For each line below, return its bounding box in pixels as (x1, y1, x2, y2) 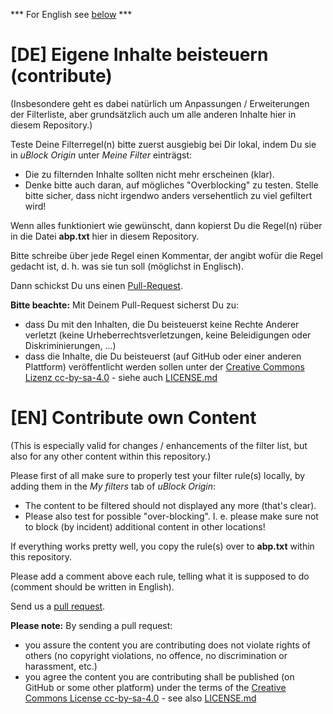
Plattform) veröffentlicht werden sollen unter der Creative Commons (24, 360, 305, 373)
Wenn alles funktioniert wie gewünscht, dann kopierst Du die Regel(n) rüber (10, 219, 323, 231)
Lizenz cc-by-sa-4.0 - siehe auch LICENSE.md (24, 371, 218, 383)
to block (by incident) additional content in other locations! (24, 520, 266, 533)
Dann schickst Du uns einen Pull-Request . (10, 279, 183, 291)
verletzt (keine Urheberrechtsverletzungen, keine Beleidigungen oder (24, 329, 312, 341)
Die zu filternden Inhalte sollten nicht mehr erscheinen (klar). (24, 168, 275, 180)
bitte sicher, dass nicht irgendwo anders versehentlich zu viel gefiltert (24, 189, 313, 201)
